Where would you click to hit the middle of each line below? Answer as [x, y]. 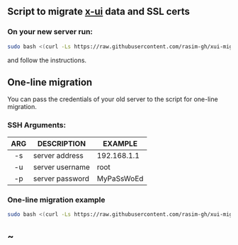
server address [58, 155]
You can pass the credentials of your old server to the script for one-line [113, 99]
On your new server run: [50, 32]
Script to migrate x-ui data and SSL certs [98, 12]
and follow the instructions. [47, 60]
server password [61, 178]
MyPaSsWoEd [120, 178]
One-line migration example [56, 200]
